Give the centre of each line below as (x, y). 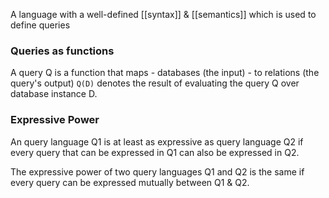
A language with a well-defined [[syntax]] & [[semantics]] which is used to (163, 14)
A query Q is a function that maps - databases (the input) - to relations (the (165, 73)
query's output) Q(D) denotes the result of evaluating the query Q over (155, 83)
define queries (40, 25)
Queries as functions (62, 51)
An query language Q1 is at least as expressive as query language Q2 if (157, 141)
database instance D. (54, 94)
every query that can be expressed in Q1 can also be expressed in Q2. (155, 152)
